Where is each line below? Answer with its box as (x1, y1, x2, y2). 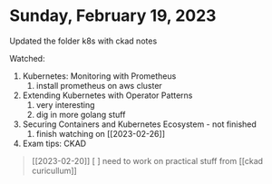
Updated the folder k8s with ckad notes (9, 35, 158, 46)
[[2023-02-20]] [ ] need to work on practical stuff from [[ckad (31, 155, 264, 166)
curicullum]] (31, 165, 77, 176)
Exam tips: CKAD (22, 138, 87, 149)
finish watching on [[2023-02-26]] (35, 128, 166, 139)
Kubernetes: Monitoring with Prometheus (22, 70, 177, 82)
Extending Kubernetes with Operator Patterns (22, 90, 193, 101)
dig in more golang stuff (35, 109, 126, 120)
